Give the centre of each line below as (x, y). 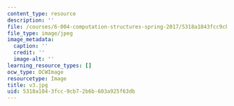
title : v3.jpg (28, 85)
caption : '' (31, 46)
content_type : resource (42, 14)
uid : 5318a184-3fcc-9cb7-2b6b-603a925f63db (71, 91)
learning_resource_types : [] (49, 66)
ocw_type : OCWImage (36, 72)
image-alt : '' (34, 59)
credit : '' (29, 53)
